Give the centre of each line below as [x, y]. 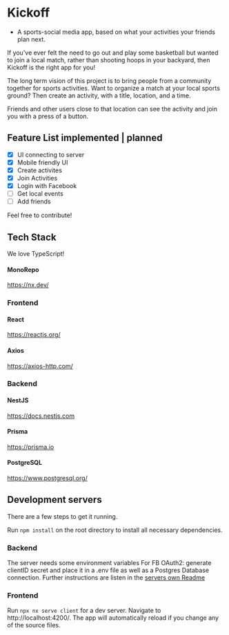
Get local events [40, 194]
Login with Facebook [47, 186]
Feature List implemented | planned [85, 138]
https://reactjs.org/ [34, 335]
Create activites [39, 170]
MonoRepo [23, 269]
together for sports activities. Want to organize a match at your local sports [114, 88]
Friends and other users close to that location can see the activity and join [112, 109]
